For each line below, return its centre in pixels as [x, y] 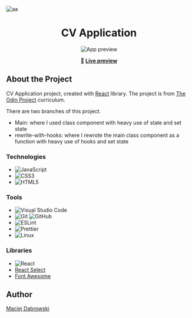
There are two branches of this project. [54, 111]
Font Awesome [33, 276]
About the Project [39, 79]
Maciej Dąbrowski [28, 309]
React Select [30, 270]
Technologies [26, 156]
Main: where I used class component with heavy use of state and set [98, 122]
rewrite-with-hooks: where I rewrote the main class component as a [97, 135]
